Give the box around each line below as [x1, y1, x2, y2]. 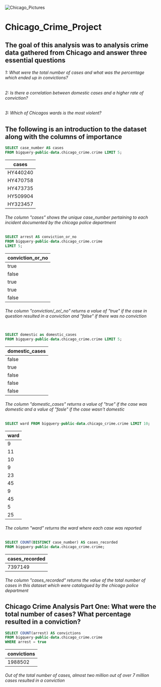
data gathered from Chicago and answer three [5, 49, 147, 57]
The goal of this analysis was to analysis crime [5, 41, 149, 49]
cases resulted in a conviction [5, 677, 65, 683]
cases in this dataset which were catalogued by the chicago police [5, 582, 139, 588]
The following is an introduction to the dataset [5, 125, 147, 133]
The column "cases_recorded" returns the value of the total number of [5, 577, 146, 583]
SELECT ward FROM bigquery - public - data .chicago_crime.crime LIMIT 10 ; [5, 421, 150, 426]
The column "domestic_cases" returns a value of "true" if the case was [5, 401, 147, 407]
